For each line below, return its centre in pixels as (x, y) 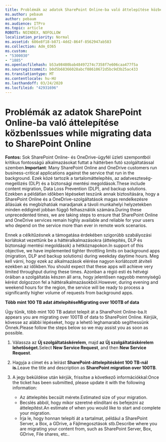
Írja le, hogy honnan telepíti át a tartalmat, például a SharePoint (83, 418)
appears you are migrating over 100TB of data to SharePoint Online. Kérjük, (82, 317)
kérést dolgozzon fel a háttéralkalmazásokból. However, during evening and (82, 282)
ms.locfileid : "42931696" (32, 88)
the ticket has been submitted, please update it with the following (79, 383)
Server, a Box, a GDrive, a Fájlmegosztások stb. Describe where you (88, 424)
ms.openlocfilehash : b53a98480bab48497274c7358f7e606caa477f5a (72, 65)
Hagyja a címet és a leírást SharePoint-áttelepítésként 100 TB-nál (80, 362)
